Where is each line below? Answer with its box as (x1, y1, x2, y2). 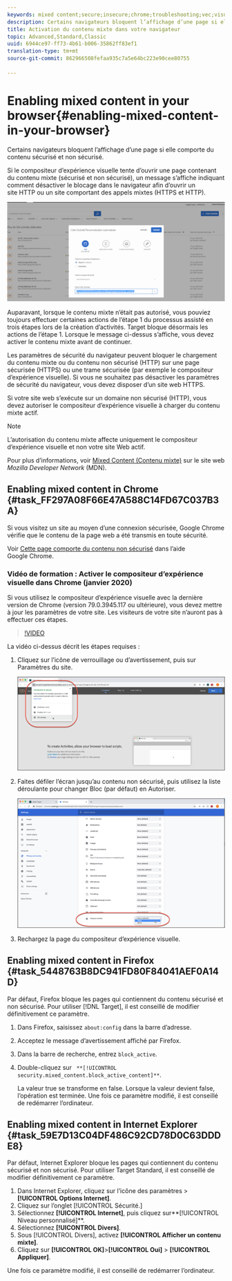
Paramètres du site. (17, 663, 73, 672)
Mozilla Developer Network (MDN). (7, 464, 107, 472)
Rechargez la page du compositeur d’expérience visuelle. (17, 935, 181, 943)
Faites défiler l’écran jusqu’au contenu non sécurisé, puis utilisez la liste (17, 778, 221, 786)
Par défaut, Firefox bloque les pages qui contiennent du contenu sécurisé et (7, 994, 224, 1003)
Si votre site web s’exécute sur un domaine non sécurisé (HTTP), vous (7, 394, 207, 402)
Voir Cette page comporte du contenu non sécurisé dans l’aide (7, 544, 186, 553)
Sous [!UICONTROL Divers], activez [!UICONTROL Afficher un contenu (17, 1231, 221, 1239)
